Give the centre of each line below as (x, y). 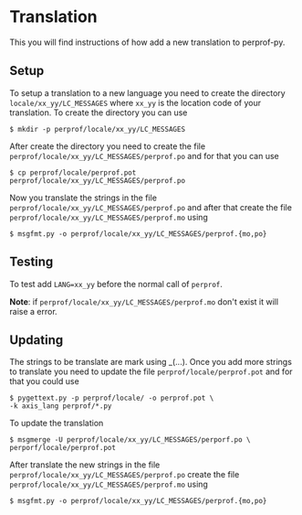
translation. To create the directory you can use (99, 113)
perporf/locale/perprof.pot (63, 448)
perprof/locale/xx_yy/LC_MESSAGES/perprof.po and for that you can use (145, 156)
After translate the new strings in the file (85, 465)
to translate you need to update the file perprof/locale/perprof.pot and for (151, 371)
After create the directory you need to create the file (108, 146)
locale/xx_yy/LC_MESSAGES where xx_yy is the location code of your (135, 102)
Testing (31, 262)
